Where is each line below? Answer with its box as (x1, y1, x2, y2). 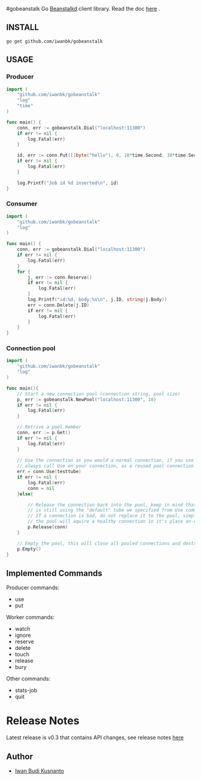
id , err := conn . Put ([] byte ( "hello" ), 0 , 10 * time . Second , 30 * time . (17, 152, 189, 158)
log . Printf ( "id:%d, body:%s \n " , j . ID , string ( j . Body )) (28, 297, 167, 303)
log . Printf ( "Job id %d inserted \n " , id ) (17, 180, 119, 186)
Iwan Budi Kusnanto (14, 767, 65, 775)
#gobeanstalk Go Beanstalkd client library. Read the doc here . (6, 5, 160, 12)
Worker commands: (6, 614, 55, 621)
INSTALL (6, 22, 39, 32)
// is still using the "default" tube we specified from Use (28, 507, 184, 513)
